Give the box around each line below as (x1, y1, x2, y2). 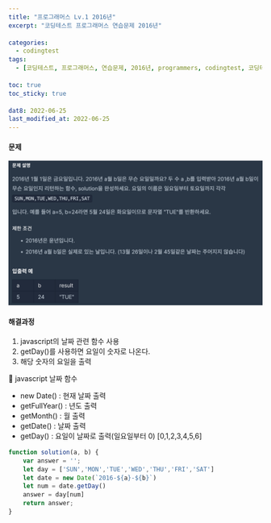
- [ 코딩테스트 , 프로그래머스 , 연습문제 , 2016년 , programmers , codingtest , (15, 64, 245, 73)
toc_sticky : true (8, 89, 67, 98)
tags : (8, 56, 27, 64)
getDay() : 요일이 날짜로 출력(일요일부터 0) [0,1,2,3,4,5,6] (19, 431, 202, 441)
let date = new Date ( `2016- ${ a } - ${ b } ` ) (23, 474, 157, 482)
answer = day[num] (23, 491, 85, 499)
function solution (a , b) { (8, 448, 99, 456)
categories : (8, 39, 48, 47)
